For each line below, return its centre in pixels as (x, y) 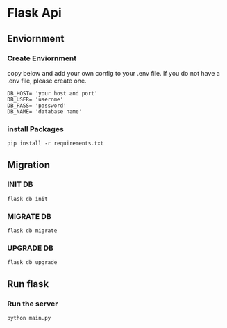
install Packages (35, 129)
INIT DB (20, 184)
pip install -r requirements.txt (56, 144)
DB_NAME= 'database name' (44, 112)
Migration (29, 165)
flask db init (28, 199)
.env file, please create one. (47, 81)
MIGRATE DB (29, 216)
